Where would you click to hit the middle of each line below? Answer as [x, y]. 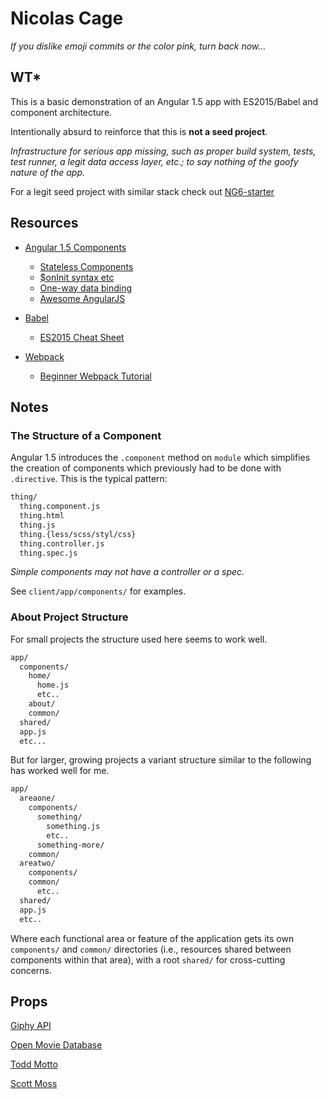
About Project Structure [69, 617]
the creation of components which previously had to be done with [146, 468]
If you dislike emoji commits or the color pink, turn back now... [138, 46]
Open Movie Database [56, 1045]
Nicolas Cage [67, 18]
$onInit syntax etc [77, 277]
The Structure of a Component [86, 435]
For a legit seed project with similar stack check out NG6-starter [142, 191]
